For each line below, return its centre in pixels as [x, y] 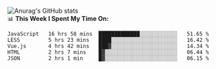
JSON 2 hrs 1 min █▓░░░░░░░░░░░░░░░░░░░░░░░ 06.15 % [108, 59]
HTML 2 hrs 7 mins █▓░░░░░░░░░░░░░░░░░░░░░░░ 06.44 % [108, 52]
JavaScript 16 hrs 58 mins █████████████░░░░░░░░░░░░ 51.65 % [108, 34]
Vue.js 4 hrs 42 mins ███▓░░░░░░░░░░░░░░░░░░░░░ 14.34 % [108, 46]
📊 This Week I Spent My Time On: [58, 18]
